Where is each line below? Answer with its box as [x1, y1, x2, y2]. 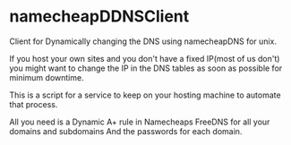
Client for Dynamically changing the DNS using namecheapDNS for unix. [9, 36, 278, 47]
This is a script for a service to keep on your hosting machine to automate [9, 90, 281, 100]
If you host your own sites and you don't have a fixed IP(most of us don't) [9, 53, 280, 64]
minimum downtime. [9, 72, 84, 82]
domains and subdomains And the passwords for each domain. [9, 125, 243, 136]
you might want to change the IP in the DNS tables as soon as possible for [9, 63, 283, 73]
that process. [9, 98, 58, 109]
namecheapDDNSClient [9, 6, 190, 27]
